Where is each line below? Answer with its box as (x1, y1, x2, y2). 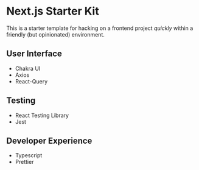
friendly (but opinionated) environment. (6, 30, 105, 38)
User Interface (6, 49, 63, 59)
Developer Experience (6, 135, 93, 146)
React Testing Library (15, 112, 69, 119)
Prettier (15, 158, 34, 166)
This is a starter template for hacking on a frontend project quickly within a (6, 24, 194, 32)
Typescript (15, 152, 43, 159)
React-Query (15, 77, 48, 85)
